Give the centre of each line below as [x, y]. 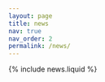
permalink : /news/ [39, 46]
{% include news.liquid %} [53, 69]
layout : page [31, 16]
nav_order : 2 [31, 39]
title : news [28, 24]
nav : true [25, 31]
